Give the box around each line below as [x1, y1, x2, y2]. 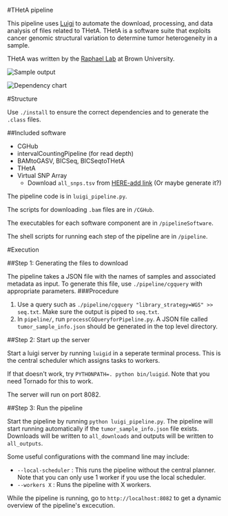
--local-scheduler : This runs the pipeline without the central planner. [17, 466, 216, 474]
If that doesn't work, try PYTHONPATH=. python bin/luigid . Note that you [7, 370, 210, 378]
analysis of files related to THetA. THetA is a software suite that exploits [7, 27, 211, 34]
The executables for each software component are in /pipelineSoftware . [7, 219, 214, 227]
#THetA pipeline [7, 6, 54, 14]
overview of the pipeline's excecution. [7, 502, 115, 509]
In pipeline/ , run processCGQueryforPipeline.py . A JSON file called [17, 315, 208, 323]
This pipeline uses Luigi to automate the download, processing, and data [7, 19, 214, 27]
